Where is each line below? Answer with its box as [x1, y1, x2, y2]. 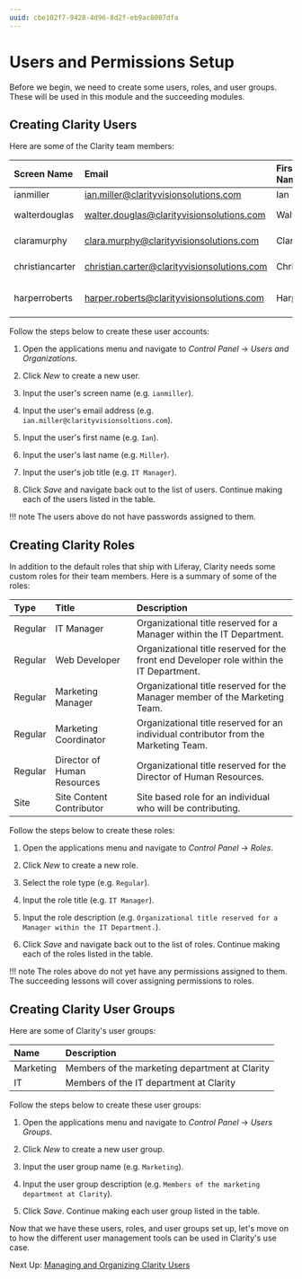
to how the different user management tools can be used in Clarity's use [9, 1232, 277, 1243]
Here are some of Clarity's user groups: [9, 1026, 156, 1036]
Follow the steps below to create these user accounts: [9, 326, 209, 337]
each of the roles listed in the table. [22, 948, 154, 959]
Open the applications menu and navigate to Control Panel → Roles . [22, 842, 274, 853]
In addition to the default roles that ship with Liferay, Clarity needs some [9, 561, 276, 572]
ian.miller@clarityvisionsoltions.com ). [22, 415, 173, 426]
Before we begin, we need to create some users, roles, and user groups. [9, 82, 277, 93]
